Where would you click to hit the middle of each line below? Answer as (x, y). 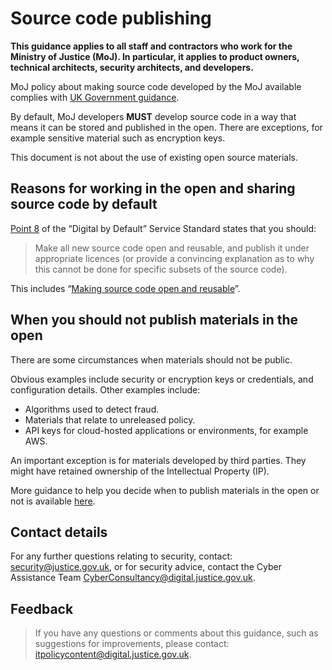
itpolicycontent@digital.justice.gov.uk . (113, 654)
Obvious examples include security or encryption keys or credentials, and (162, 379)
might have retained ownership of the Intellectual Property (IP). (140, 471)
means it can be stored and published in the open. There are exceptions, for (166, 127)
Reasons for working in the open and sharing (153, 188)
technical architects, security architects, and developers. (132, 67)
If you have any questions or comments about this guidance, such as (176, 633)
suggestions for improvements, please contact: (132, 644)
